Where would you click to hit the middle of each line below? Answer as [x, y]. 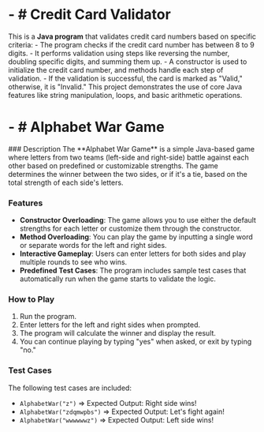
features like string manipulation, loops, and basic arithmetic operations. [125, 95]
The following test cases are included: [70, 388]
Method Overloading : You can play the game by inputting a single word [136, 237]
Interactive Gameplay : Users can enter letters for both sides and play [133, 254]
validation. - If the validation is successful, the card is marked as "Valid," [125, 78]
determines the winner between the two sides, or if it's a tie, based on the [128, 174]
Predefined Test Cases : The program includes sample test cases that [133, 271]
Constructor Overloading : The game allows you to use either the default [138, 220]
